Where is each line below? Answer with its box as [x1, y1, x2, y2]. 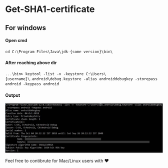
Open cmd [5, 38, 27, 44]
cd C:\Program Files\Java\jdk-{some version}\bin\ [5, 49, 113, 54]
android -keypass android [5, 81, 59, 86]
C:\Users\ [85, 71, 106, 76]
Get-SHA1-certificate [5, 4, 95, 15]
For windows [5, 24, 46, 32]
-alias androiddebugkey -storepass [83, 76, 157, 81]
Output [5, 92, 20, 98]
